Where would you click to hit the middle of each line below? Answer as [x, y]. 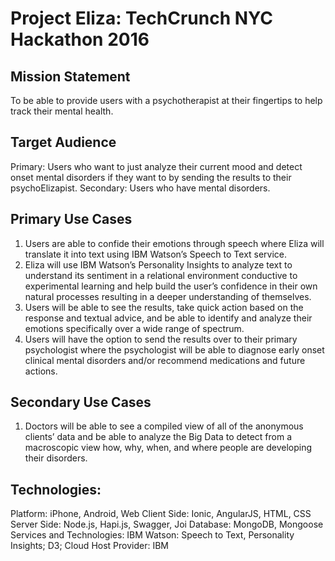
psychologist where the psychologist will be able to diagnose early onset [174, 349]
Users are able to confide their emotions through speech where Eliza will [174, 243]
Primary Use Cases [71, 219]
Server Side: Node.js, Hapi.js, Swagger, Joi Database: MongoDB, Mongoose [167, 524]
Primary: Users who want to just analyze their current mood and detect [156, 166]
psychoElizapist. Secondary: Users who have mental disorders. [140, 188]
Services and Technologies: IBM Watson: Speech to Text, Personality [152, 535]
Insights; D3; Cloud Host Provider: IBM [89, 546]
